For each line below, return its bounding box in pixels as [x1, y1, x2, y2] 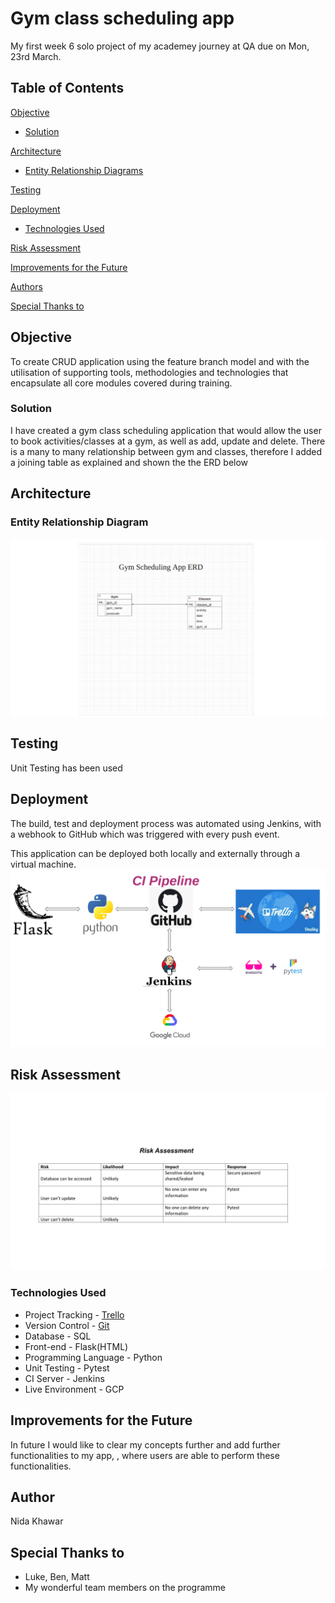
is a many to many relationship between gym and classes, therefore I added [10, 445, 323, 457]
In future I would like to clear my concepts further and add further [10, 1438, 281, 1451]
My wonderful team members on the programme [24, 1582, 226, 1594]
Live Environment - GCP [24, 1383, 125, 1395]
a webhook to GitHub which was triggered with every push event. [10, 828, 280, 840]
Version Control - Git [24, 1319, 110, 1331]
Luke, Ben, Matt [24, 1571, 90, 1583]
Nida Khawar [10, 1515, 64, 1527]
